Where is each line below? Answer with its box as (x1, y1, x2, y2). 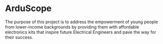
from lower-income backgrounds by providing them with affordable (5, 24, 139, 29)
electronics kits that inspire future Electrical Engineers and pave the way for (5, 29, 156, 35)
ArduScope (5, 3, 52, 14)
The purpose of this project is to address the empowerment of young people (5, 19, 158, 25)
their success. (5, 34, 33, 40)
